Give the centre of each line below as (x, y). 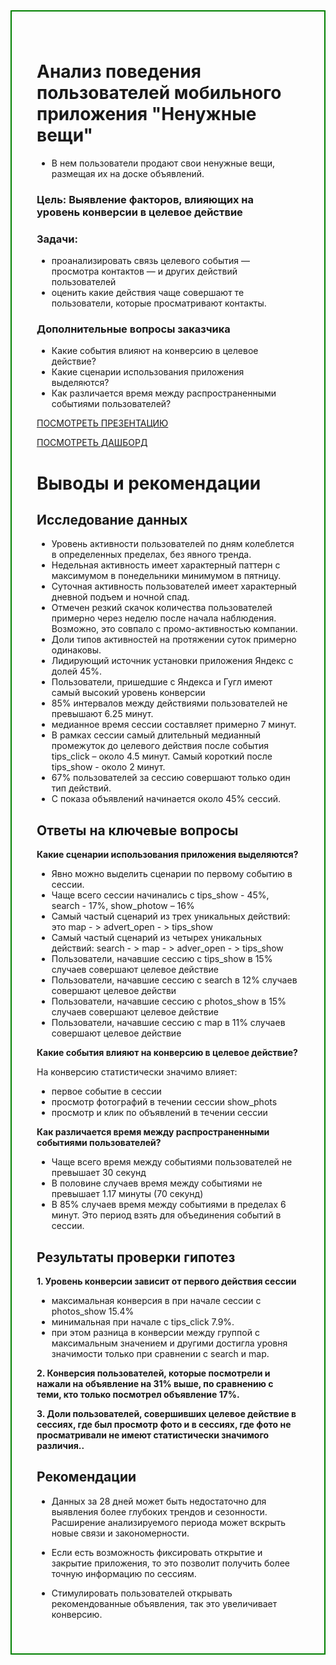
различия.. (60, 1446)
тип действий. (81, 788)
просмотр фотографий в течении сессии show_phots (164, 1102)
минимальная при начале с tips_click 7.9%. (143, 1322)
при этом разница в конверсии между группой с (155, 1333)
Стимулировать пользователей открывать (142, 1593)
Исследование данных (112, 520)
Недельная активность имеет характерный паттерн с (166, 565)
